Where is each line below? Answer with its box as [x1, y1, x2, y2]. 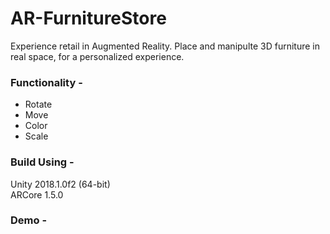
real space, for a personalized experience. [10, 50, 185, 62]
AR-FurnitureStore [10, 7, 167, 30]
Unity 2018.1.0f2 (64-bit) [10, 178, 111, 190]
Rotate [24, 98, 53, 111]
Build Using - [10, 155, 75, 169]
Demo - [10, 213, 48, 227]
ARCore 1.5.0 [10, 188, 64, 201]
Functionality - [10, 75, 83, 89]
